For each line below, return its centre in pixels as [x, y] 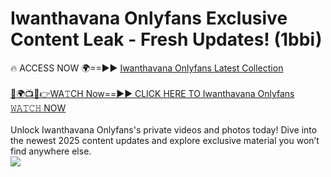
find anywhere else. [51, 151]
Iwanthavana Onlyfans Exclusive [149, 18]
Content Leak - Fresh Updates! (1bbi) [166, 39]
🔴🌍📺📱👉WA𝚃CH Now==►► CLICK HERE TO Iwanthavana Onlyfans [152, 93]
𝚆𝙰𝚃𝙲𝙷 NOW [38, 108]
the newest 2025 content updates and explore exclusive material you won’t [165, 140]
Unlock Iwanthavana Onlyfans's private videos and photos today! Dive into [164, 129]
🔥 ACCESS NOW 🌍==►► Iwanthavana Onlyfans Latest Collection [147, 68]
